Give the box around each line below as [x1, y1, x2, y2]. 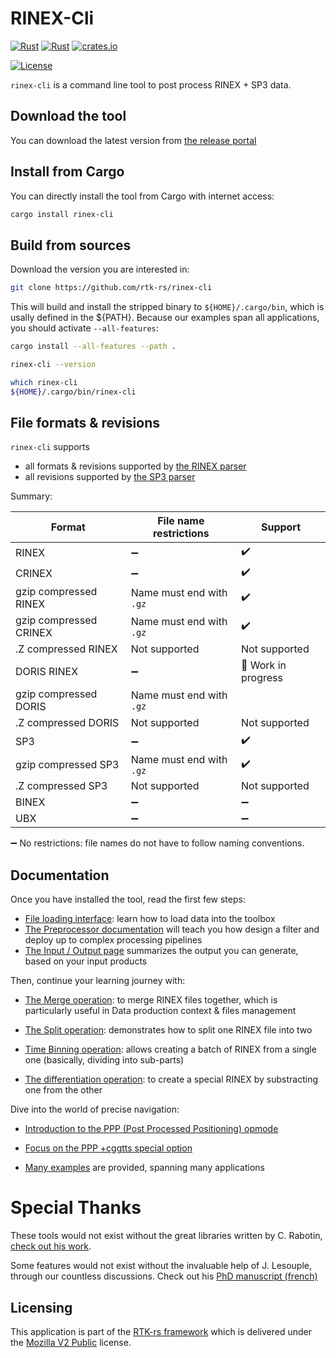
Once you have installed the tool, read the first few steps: [10, 893, 246, 906]
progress [240, 671, 283, 685]
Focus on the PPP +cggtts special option [24, 1142, 193, 1154]
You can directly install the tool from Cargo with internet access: [10, 190, 275, 202]
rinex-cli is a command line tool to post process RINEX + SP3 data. [10, 78, 292, 91]
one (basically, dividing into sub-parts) [24, 1054, 185, 1066]
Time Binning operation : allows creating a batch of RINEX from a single [24, 1043, 317, 1056]
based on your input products [24, 955, 148, 967]
